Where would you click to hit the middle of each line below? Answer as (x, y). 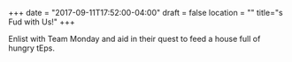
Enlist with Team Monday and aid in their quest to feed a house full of (134, 39)
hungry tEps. (31, 48)
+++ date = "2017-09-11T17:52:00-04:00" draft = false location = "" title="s (146, 13)
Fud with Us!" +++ (42, 22)
